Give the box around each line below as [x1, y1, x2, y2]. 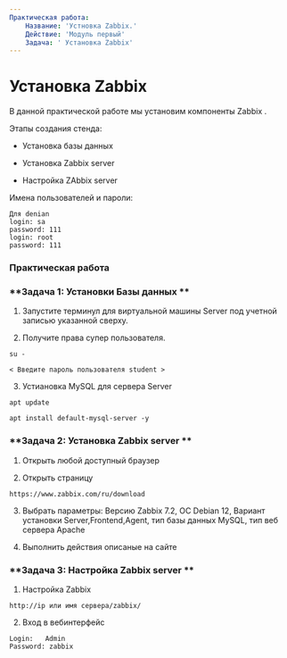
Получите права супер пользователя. [21, 332, 166, 344]
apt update [9, 398, 50, 407]
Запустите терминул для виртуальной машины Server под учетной [21, 305, 278, 317]
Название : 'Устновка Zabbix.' [25, 21, 138, 30]
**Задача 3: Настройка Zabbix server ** [9, 563, 194, 576]
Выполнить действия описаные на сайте [21, 541, 177, 552]
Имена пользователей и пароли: [9, 193, 134, 204]
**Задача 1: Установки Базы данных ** [9, 286, 190, 298]
